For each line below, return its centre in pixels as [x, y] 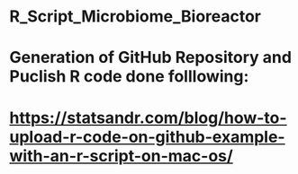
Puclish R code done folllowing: [129, 77]
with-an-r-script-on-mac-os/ [122, 156]
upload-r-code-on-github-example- [147, 137]
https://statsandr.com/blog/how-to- [148, 117]
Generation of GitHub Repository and [151, 58]
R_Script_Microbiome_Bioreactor [135, 17]
